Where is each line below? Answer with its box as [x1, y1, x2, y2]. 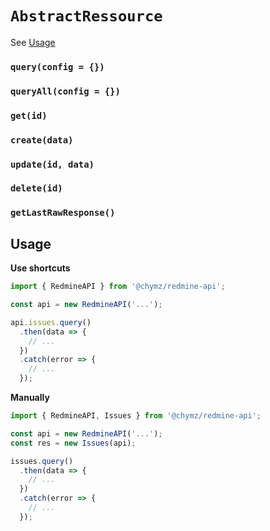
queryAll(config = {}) [10, 85, 121, 97]
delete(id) [10, 183, 63, 194]
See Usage [10, 36, 56, 48]
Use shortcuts [10, 262, 71, 274]
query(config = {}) [10, 61, 105, 72]
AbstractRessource [10, 7, 163, 26]
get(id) [10, 110, 48, 121]
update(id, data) [10, 158, 95, 170]
